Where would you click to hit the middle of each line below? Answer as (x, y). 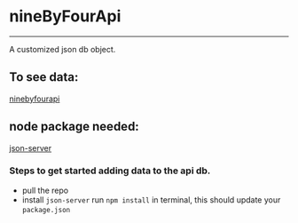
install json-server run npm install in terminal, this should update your (151, 199)
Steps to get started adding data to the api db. (110, 171)
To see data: (44, 77)
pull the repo (45, 190)
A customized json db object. (63, 49)
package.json (46, 210)
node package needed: (74, 127)
